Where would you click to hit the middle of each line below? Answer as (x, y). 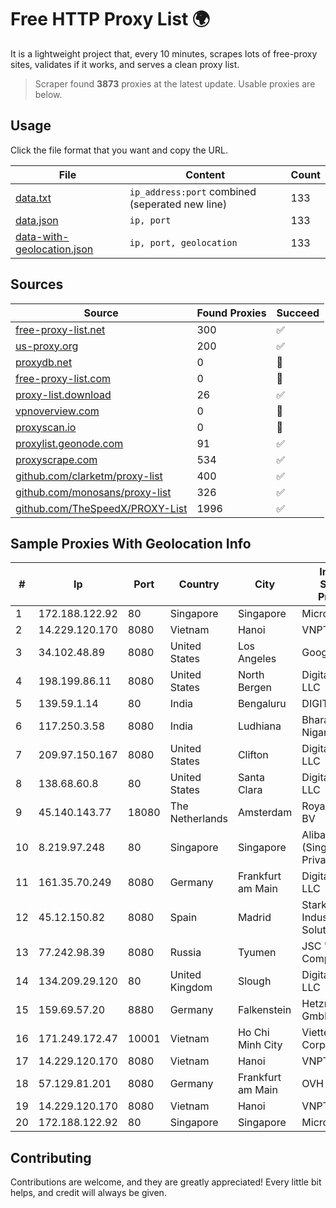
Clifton (253, 755)
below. (48, 94)
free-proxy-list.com (63, 378)
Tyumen (257, 953)
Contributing (51, 1157)
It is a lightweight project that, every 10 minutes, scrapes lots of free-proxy (164, 53)
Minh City (260, 1045)
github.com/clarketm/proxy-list (89, 476)
